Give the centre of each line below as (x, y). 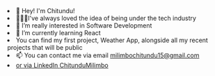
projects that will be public (45, 47)
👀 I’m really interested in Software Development (84, 26)
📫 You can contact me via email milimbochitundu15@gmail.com (108, 55)
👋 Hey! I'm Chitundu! (46, 11)
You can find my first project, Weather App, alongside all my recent (112, 40)
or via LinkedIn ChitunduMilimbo (63, 65)
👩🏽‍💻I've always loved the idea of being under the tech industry (106, 18)
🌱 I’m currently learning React (58, 33)
